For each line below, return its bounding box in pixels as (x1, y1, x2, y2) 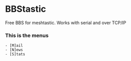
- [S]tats (5, 52, 26, 57)
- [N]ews (5, 48, 23, 53)
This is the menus (5, 32, 49, 39)
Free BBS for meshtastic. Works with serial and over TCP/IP (5, 20, 127, 26)
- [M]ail (5, 43, 23, 48)
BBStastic (5, 3, 46, 15)
